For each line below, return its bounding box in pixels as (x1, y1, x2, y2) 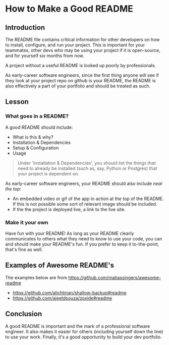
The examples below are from (5, 274, 68, 280)
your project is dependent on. (17, 170, 80, 177)
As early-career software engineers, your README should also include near (5, 180, 163, 186)
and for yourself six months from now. (5, 53, 84, 59)
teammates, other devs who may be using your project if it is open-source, (5, 47, 160, 53)
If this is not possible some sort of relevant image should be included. (12, 201, 157, 207)
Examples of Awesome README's (5, 261, 115, 270)
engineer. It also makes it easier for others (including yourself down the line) (5, 328, 163, 334)
